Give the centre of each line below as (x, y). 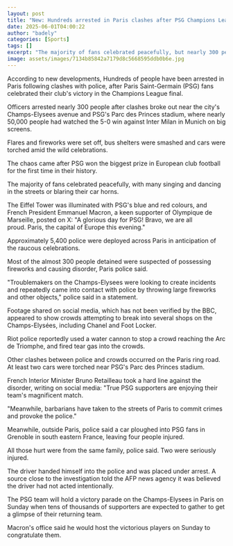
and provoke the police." (42, 416)
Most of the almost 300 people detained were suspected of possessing (109, 261)
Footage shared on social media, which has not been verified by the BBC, (112, 311)
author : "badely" (32, 33)
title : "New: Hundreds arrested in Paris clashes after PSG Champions (111, 20)
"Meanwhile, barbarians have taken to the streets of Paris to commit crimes (115, 408)
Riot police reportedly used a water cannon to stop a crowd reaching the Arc (116, 338)
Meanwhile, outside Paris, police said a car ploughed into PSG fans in (106, 429)
